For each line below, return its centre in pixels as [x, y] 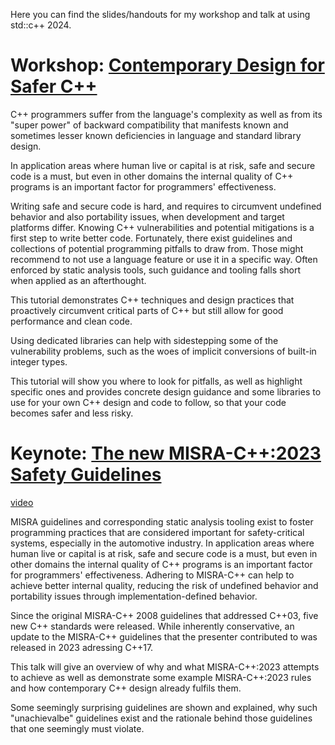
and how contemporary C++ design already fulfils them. [126, 688]
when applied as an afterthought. [78, 280]
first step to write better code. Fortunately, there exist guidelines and [151, 238]
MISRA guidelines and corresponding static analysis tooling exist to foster [162, 521]
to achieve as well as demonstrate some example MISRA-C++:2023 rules [161, 677]
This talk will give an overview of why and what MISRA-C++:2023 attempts [165, 666]
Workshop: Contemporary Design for [167, 65]
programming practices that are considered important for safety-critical [157, 532]
